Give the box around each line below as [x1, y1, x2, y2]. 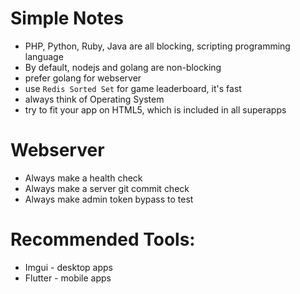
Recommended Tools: [10, 228, 196, 251]
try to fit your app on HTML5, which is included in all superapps [24, 103, 287, 116]
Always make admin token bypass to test [24, 193, 194, 205]
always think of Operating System [24, 93, 165, 105]
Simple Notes [10, 7, 124, 30]
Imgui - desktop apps [24, 261, 113, 273]
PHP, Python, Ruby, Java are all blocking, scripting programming [24, 40, 291, 52]
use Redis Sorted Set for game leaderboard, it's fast [24, 82, 242, 94]
